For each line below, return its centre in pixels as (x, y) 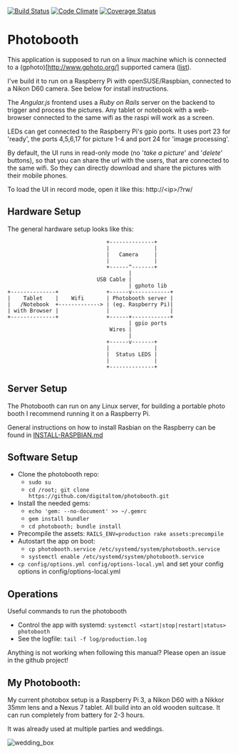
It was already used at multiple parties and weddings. (86, 729)
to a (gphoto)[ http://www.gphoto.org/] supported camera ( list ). (99, 67)
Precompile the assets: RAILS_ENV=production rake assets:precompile (121, 534)
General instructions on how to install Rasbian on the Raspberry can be (112, 427)
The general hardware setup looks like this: (71, 229)
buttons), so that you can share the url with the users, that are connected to (118, 160)
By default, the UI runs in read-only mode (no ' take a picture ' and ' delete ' (115, 153)
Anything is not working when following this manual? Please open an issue (117, 653)
